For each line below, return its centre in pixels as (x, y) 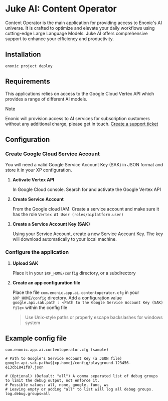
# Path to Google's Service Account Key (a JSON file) (64, 359)
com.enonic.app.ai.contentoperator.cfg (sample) (57, 350)
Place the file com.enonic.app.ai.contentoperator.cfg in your (76, 292)
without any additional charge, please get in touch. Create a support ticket (82, 124)
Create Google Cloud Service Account (53, 154)
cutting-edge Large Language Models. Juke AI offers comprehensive (76, 33)
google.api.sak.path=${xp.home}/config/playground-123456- (68, 363)
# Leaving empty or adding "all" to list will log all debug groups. (79, 389)
